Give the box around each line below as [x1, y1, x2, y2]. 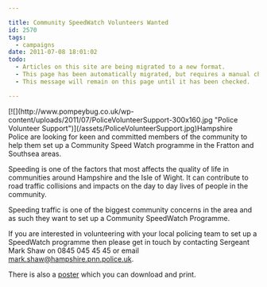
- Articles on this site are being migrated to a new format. [15, 63, 226, 72]
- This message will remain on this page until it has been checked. [15, 77, 250, 86]
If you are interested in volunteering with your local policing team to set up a [8, 228, 257, 239]
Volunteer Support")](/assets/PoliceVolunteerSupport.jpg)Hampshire [8, 123, 233, 133]
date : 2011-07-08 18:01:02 [8, 48, 98, 56]
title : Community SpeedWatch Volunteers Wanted [8, 18, 169, 26]
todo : [8, 56, 26, 64]
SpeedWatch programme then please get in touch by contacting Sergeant [8, 237, 250, 246]
